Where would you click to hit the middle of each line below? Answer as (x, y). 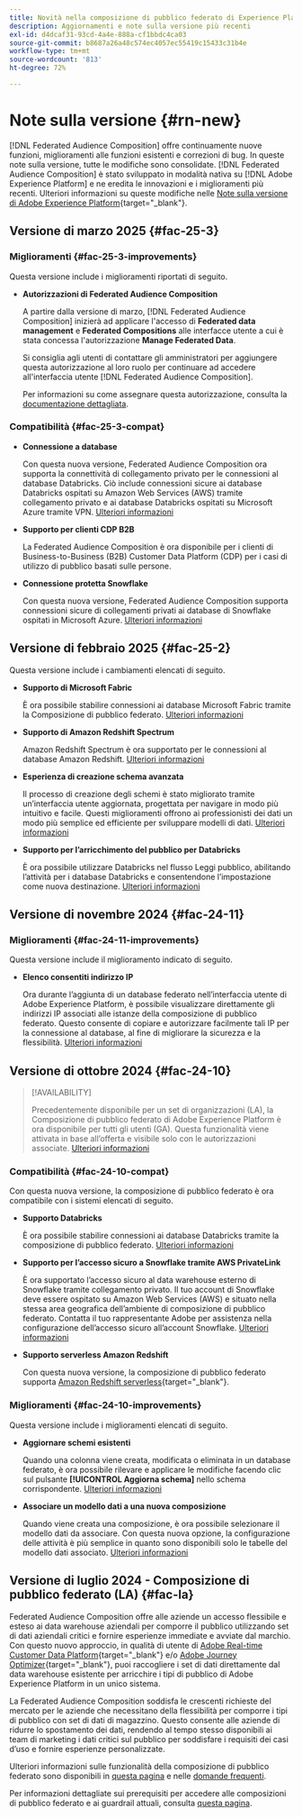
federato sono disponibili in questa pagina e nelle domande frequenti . (138, 1776)
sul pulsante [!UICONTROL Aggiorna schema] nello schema (134, 1479)
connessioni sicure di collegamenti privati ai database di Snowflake (147, 610)
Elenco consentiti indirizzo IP (78, 977)
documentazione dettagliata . (75, 404)
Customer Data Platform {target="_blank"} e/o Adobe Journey (123, 1655)
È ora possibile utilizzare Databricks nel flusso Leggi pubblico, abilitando (156, 867)
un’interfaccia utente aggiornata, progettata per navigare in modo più (150, 804)
